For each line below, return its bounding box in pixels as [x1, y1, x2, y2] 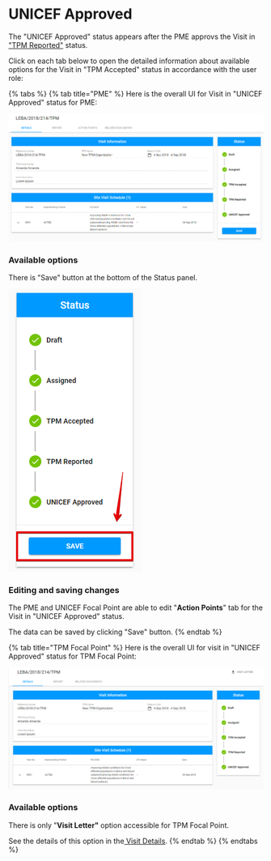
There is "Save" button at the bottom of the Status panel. [8, 272, 198, 282]
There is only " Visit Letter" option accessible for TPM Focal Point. [8, 820, 229, 830]
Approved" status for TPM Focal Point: [8, 651, 137, 661]
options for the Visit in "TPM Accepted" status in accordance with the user [8, 64, 257, 74]
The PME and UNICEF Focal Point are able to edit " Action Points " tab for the [8, 603, 264, 612]
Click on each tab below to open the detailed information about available [8, 56, 250, 66]
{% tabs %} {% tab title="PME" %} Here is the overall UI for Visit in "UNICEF [8, 88, 263, 98]
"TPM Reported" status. [8, 40, 88, 49]
